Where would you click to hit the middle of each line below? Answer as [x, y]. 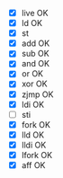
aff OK [33, 165]
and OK [36, 64]
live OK [35, 13]
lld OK [33, 135]
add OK [36, 43]
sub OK [36, 54]
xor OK [34, 84]
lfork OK [37, 155]
